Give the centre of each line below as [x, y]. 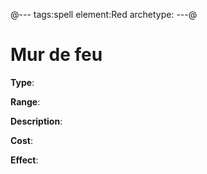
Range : [25, 101]
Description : [36, 121]
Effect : [24, 160]
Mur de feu [56, 55]
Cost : [21, 140]
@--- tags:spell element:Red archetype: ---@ [104, 14]
